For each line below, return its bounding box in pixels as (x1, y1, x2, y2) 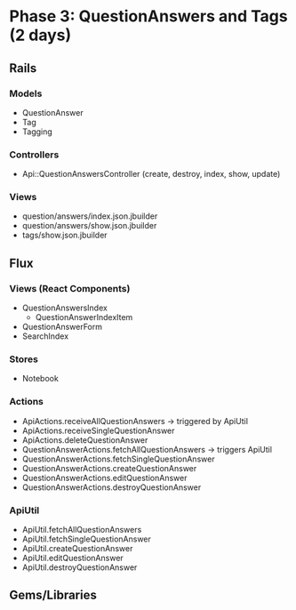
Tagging (21, 126, 53, 137)
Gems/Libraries (9, 588, 98, 603)
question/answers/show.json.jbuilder (21, 221, 157, 231)
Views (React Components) (9, 282, 131, 294)
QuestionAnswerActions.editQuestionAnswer (21, 472, 188, 483)
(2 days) (9, 25, 72, 45)
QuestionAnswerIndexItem (35, 312, 133, 323)
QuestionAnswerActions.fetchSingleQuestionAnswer (21, 453, 215, 464)
